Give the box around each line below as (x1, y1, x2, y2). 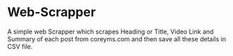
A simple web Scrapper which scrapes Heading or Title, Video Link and (7, 27, 214, 36)
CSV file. (7, 42, 33, 50)
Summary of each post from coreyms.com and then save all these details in (7, 34, 227, 43)
